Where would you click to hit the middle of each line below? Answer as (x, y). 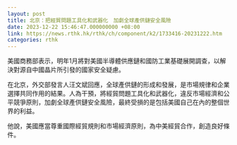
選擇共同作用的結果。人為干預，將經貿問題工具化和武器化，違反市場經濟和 (115, 94)
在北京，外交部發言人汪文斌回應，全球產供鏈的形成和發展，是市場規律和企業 (119, 84)
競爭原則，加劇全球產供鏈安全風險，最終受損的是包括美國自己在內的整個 (118, 102)
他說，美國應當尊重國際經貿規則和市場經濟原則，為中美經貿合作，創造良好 (115, 126)
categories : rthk (33, 40)
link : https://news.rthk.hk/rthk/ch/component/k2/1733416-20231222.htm (115, 33)
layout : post (26, 14)
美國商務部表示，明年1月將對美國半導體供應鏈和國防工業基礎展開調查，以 (114, 61)
